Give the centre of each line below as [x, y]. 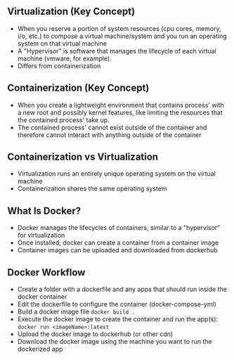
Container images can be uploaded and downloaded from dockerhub [117, 250]
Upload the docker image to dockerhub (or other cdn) [95, 334]
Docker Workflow [46, 272]
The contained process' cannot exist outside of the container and [112, 127]
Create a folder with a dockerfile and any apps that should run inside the [122, 289]
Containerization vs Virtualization [83, 157]
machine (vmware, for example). [64, 58]
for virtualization [41, 236]
